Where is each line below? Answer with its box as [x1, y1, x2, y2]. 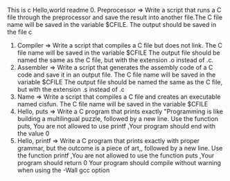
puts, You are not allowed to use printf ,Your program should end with [17, 122, 216, 130]
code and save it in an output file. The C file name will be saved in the [17, 70, 216, 79]
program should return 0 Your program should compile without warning [17, 159, 222, 166]
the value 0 [17, 129, 50, 137]
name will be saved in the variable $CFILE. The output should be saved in [7, 21, 217, 28]
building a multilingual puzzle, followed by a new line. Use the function [17, 115, 218, 123]
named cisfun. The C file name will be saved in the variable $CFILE [17, 100, 209, 108]
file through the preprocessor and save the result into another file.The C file [7, 13, 223, 21]
